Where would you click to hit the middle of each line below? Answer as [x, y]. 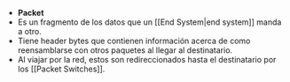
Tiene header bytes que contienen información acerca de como [134, 41]
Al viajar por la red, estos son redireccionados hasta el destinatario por [147, 60]
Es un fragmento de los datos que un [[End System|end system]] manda [149, 22]
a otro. [30, 31]
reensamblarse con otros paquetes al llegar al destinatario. [125, 50]
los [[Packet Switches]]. [61, 69]
